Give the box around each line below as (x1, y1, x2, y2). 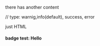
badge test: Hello (5, 35, 42, 41)
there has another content (5, 4, 59, 10)
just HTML (5, 23, 27, 29)
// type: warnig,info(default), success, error (5, 14, 95, 19)
